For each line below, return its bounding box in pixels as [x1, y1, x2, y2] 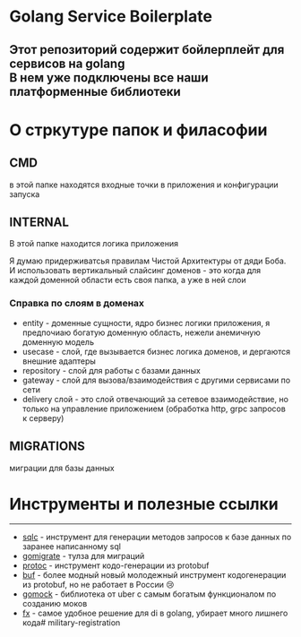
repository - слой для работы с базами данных [21, 365, 202, 375]
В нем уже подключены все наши [9, 70, 209, 85]
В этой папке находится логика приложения [9, 238, 179, 249]
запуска [9, 188, 40, 199]
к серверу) [21, 412, 64, 423]
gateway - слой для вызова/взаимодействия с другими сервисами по [21, 374, 291, 385]
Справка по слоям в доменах [9, 297, 145, 310]
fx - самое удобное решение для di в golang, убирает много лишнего [21, 607, 288, 619]
